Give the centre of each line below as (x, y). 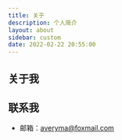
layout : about (31, 30)
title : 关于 (26, 15)
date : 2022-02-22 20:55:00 (52, 45)
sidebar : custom (34, 37)
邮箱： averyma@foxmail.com (67, 128)
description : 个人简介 (43, 23)
